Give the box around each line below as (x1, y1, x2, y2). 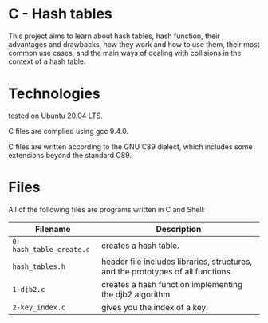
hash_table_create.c (12, 245, 90, 254)
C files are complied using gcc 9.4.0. (8, 126, 129, 136)
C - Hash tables (8, 5, 113, 23)
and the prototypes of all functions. (100, 266, 233, 277)
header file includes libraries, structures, (100, 256, 253, 267)
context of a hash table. (8, 57, 86, 66)
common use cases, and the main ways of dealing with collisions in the (8, 48, 242, 57)
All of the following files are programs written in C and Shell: (8, 204, 206, 214)
